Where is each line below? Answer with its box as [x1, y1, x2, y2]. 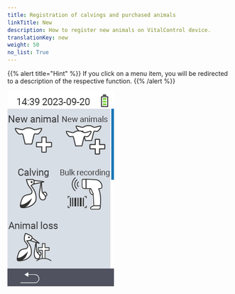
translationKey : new [7, 34, 69, 41]
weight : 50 [7, 41, 40, 49]
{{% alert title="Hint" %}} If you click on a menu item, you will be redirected [7, 70, 229, 77]
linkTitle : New [7, 18, 53, 26]
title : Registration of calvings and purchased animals [7, 11, 176, 18]
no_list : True [7, 49, 50, 56]
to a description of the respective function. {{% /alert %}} [7, 77, 176, 85]
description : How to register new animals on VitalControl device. [7, 26, 212, 33]
